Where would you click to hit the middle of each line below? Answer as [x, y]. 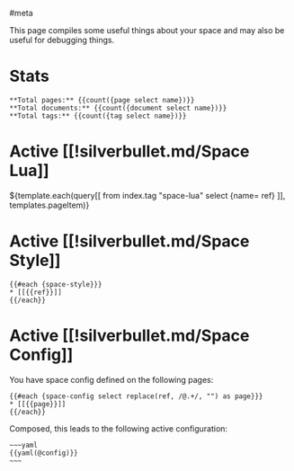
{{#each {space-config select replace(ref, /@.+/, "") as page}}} [136, 396]
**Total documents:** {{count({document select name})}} [118, 108]
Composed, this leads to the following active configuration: [118, 428]
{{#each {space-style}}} [56, 284]
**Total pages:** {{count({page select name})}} [102, 100]
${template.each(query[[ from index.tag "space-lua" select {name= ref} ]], [147, 195]
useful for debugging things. [62, 40]
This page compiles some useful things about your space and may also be [147, 30]
